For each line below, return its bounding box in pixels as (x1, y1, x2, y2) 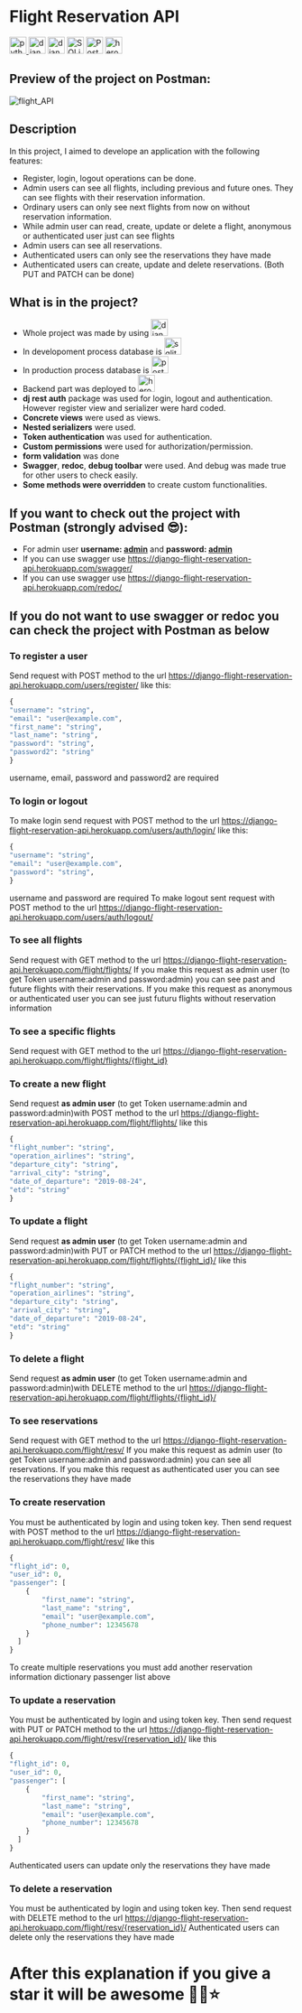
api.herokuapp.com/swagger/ (22, 563, 133, 574)
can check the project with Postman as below (9, 622, 270, 638)
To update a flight (9, 1215, 88, 1227)
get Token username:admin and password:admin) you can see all (9, 1454, 252, 1465)
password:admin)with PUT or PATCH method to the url (9, 1244, 212, 1256)
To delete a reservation (9, 1882, 113, 1895)
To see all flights (9, 934, 83, 946)
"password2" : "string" (9, 748, 95, 757)
